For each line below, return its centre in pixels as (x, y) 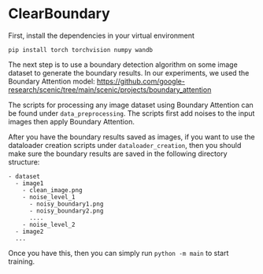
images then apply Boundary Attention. (72, 121)
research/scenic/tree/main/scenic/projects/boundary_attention (110, 89)
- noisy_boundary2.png (66, 211)
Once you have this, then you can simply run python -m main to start (119, 253)
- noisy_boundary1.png (66, 204)
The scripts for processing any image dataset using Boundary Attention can (131, 105)
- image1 (30, 183)
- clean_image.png (52, 190)
